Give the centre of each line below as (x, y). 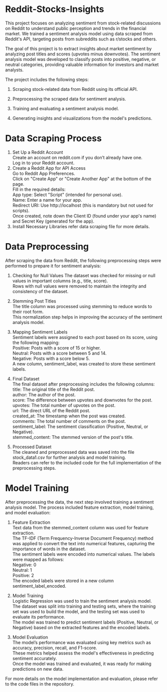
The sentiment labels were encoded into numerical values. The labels (84, 554)
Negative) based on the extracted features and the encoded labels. (81, 627)
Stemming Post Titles (34, 301)
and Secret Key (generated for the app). (53, 221)
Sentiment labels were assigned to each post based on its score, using (85, 337)
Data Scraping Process (54, 139)
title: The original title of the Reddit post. (54, 389)
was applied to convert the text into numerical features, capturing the (83, 543)
